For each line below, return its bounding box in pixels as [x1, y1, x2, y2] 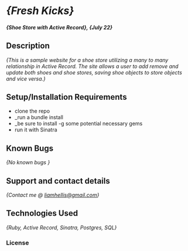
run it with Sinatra [14, 126, 57, 133]
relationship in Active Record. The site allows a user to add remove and [6, 63, 179, 70]
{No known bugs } [6, 159, 50, 166]
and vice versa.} [6, 75, 46, 82]
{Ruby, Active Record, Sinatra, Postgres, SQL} [6, 224, 117, 231]
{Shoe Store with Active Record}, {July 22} [6, 23, 113, 30]
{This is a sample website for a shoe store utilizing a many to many [6, 56, 169, 63]
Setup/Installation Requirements [6, 92, 127, 102]
